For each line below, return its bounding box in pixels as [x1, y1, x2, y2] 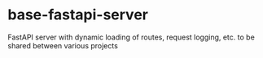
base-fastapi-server [7, 6, 148, 24]
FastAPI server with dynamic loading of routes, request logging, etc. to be [7, 32, 256, 42]
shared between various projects [7, 40, 119, 50]
